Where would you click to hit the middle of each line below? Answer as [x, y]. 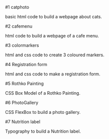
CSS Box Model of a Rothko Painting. [43, 93]
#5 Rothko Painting [25, 84]
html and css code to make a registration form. [53, 74]
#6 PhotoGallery [22, 103]
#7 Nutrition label [23, 122]
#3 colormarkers [22, 45]
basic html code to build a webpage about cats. [54, 17]
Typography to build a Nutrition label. [43, 131]
